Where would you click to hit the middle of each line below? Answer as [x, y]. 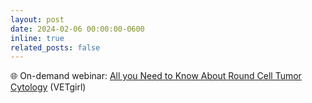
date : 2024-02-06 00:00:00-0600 [77, 29]
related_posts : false [55, 47]
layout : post [37, 19]
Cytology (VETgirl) [48, 87]
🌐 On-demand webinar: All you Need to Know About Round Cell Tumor [156, 76]
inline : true [37, 38]
